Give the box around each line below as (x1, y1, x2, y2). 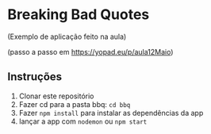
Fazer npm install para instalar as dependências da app (18, 108, 204, 117)
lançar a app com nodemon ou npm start (18, 117, 148, 126)
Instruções (7, 70, 63, 84)
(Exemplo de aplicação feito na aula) (7, 32, 127, 41)
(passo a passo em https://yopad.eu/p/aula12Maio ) (7, 47, 174, 56)
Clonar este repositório (18, 91, 94, 101)
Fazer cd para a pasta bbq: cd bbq (18, 99, 131, 109)
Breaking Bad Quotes (7, 6, 150, 24)
